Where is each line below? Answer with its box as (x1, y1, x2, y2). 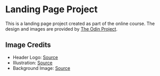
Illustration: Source (12, 60, 53, 66)
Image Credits (5, 41, 51, 49)
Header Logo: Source (12, 54, 58, 60)
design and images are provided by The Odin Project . (5, 26, 118, 32)
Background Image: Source (12, 65, 71, 71)
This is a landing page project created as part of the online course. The (5, 20, 155, 27)
